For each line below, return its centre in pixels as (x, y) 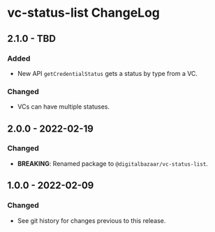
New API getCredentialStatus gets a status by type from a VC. (107, 73)
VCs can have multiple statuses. (64, 107)
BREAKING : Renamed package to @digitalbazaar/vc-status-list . (112, 163)
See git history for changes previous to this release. (91, 220)
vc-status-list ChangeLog (84, 13)
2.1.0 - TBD (31, 39)
